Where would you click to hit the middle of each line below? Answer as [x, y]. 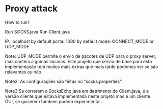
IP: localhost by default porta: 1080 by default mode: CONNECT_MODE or [80, 41]
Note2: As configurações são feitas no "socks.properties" [64, 81]
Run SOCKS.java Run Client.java [38, 32]
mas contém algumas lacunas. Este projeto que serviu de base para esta [79, 61]
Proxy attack [31, 9]
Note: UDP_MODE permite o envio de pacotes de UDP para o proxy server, [81, 56]
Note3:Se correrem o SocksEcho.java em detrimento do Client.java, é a [77, 91]
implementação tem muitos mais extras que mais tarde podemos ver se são [81, 67]
